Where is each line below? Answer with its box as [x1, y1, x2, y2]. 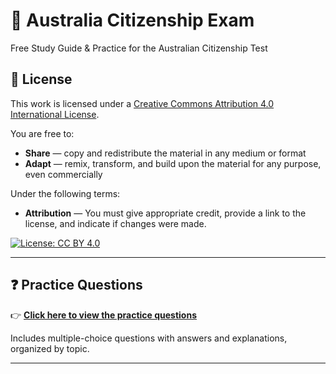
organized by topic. [10, 342, 90, 354]
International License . [10, 108, 100, 120]
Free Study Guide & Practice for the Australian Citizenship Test [10, 42, 268, 54]
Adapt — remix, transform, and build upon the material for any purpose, [24, 157, 322, 169]
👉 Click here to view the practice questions [10, 309, 197, 321]
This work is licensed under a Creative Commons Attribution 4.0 [10, 97, 275, 109]
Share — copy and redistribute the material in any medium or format [24, 147, 307, 159]
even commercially [24, 168, 103, 180]
